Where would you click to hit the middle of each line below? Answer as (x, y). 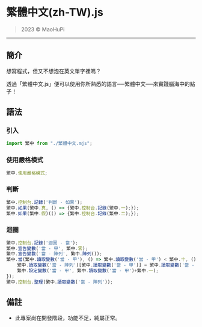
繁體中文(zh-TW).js (55, 12)
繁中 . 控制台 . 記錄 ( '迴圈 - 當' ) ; (42, 243)
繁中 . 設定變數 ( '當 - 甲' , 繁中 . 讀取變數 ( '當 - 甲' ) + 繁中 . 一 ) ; (88, 271)
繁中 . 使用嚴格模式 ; (27, 173)
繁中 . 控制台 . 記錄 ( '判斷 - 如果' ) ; (44, 202)
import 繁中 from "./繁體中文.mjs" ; (49, 144)
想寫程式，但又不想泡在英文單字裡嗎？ (54, 71)
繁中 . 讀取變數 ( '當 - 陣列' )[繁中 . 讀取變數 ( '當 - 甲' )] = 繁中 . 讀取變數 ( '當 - (106, 265)
